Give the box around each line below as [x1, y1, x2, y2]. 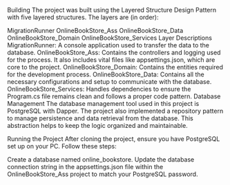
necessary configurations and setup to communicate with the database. [7, 78, 212, 85]
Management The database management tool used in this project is [7, 100, 200, 107]
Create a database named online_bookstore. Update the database [7, 155, 195, 164]
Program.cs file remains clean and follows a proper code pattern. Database [7, 92, 221, 100]
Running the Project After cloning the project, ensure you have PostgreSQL [7, 135, 220, 143]
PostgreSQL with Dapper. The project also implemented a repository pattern [7, 107, 224, 115]
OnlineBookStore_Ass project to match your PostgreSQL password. [7, 170, 198, 178]
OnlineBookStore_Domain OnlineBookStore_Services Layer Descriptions [7, 34, 213, 42]
